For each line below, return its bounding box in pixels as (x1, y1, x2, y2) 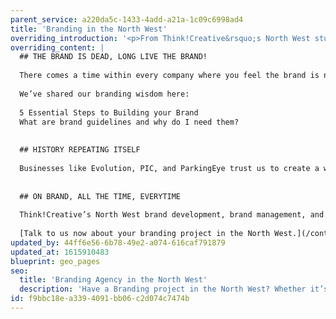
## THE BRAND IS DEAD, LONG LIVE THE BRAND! (19, 52, 208, 62)
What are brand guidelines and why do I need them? (19, 117, 240, 127)
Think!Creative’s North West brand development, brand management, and (19, 210, 325, 220)
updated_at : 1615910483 (10, 247, 110, 257)
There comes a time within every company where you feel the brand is (19, 71, 320, 81)
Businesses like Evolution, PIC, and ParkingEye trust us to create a (19, 163, 320, 173)
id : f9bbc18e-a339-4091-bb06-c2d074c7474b (10, 294, 190, 304)
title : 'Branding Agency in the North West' (19, 275, 208, 285)
